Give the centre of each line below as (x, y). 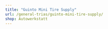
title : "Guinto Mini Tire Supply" (41, 10)
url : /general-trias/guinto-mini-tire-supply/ (54, 14)
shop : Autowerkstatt (27, 19)
